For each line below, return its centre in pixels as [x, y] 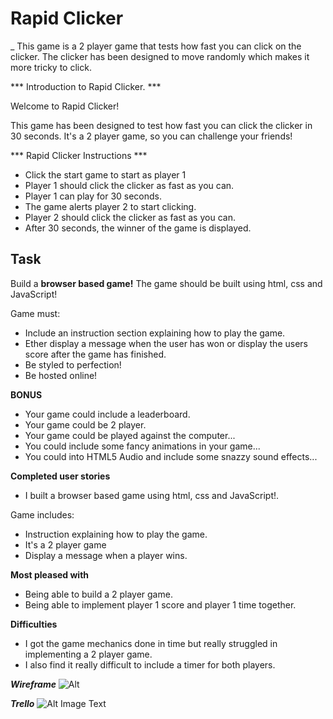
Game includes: [42, 514]
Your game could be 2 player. [85, 424]
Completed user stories [60, 476]
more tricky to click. [51, 67]
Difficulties [34, 624]
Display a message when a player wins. [106, 555]
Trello [22, 703]
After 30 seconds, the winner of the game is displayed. [138, 228]
